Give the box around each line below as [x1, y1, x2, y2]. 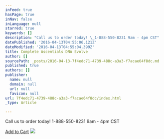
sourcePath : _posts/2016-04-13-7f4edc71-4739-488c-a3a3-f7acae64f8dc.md [5, 58, 160, 63]
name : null [9, 77, 32, 82]
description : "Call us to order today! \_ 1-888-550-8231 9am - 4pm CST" [5, 35, 160, 40]
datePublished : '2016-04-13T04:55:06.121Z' [5, 40, 97, 45]
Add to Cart [5, 128, 29, 135]
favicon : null [9, 91, 39, 96]
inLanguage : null [5, 21, 41, 26]
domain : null [9, 81, 37, 86]
